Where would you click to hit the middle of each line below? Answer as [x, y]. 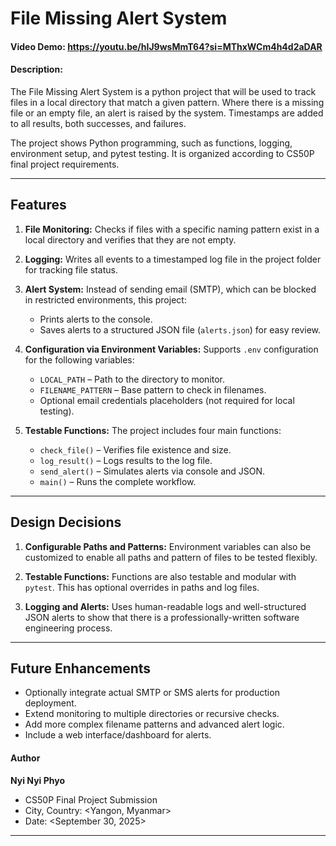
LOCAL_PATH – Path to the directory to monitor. [132, 379]
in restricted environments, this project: [105, 299]
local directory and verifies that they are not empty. [130, 239]
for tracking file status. [71, 269]
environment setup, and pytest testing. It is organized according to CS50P [162, 153]
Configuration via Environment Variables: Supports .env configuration [171, 349]
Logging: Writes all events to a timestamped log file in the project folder [173, 259]
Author [25, 758]
